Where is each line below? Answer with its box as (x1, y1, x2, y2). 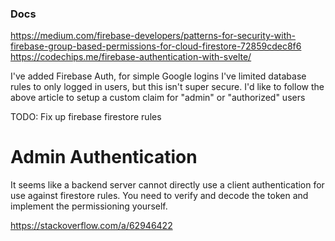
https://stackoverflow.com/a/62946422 (10, 220, 173, 232)
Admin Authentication (10, 146, 198, 169)
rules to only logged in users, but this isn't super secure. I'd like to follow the (10, 81, 325, 93)
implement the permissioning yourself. (10, 200, 168, 212)
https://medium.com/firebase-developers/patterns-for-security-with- (10, 30, 297, 42)
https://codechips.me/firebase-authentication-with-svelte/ (10, 51, 252, 63)
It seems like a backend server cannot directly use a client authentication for (10, 179, 325, 191)
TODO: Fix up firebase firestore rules (10, 111, 162, 123)
